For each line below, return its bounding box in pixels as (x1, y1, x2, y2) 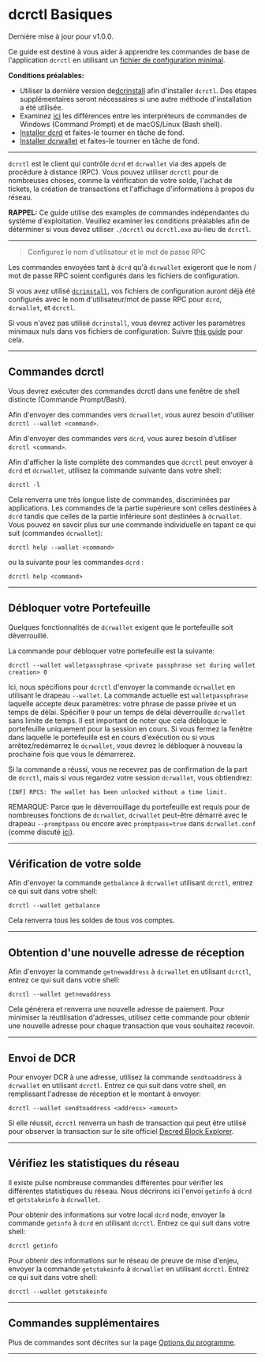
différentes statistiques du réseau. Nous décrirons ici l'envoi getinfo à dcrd (8, 1186, 252, 1195)
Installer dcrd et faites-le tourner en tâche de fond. (19, 128, 185, 137)
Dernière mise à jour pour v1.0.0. (8, 32, 114, 41)
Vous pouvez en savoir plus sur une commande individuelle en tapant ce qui (8, 519, 256, 529)
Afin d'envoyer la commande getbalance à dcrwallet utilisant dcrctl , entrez (8, 878, 254, 888)
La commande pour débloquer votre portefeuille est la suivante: (8, 645, 215, 656)
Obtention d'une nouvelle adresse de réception (8, 945, 245, 960)
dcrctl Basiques (8, 6, 113, 24)
